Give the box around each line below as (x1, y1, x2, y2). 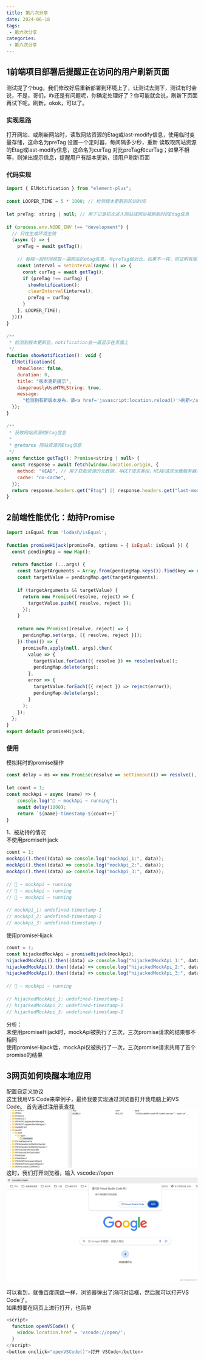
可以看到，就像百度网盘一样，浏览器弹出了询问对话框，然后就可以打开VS (6, 1289, 189, 1296)
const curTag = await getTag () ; (22, 269, 104, 275)
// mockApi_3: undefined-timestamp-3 (6, 920, 102, 926)
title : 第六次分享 (6, 10, 49, 16)
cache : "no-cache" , (17, 474, 67, 480)
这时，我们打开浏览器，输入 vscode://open (6, 1169, 114, 1176)
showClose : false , (17, 365, 64, 371)
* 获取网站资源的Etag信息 (8, 429, 67, 435)
